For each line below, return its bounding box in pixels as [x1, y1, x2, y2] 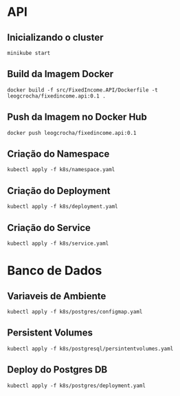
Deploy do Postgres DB [7, 364, 108, 375]
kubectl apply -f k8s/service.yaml [7, 240, 109, 247]
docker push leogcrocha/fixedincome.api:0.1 [7, 129, 137, 136]
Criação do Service [7, 221, 91, 234]
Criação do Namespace [7, 148, 110, 160]
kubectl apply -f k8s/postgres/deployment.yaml [7, 382, 146, 389]
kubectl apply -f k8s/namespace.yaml [7, 166, 115, 173]
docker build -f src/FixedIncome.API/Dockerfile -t [7, 87, 158, 93]
